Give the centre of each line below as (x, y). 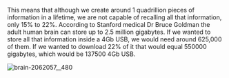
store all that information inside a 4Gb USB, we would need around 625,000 (114, 39)
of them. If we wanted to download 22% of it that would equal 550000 (107, 47)
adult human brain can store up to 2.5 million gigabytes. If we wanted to (109, 32)
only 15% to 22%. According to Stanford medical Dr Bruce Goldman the (109, 25)
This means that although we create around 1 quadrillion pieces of (101, 10)
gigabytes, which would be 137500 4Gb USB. (71, 54)
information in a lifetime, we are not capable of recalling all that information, (114, 17)
